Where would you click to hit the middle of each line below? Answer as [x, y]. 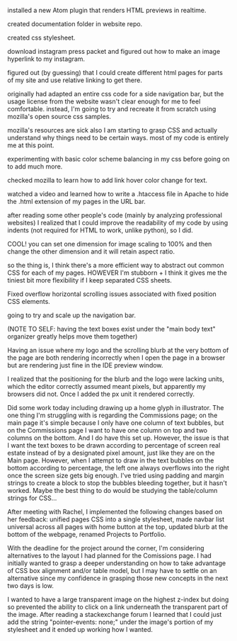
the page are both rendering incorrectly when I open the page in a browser [116, 358]
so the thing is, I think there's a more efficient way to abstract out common [116, 265]
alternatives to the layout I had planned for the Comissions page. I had [110, 556]
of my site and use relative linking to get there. [75, 80]
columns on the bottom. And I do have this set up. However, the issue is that [118, 438]
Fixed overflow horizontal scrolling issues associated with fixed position [112, 294]
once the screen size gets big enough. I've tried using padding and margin [116, 475]
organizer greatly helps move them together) [73, 336]
